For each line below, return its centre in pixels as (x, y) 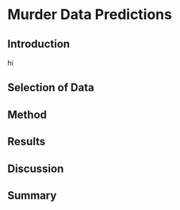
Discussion (36, 168)
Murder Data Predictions (90, 15)
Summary (32, 195)
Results (27, 141)
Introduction (39, 44)
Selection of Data (51, 88)
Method (27, 115)
